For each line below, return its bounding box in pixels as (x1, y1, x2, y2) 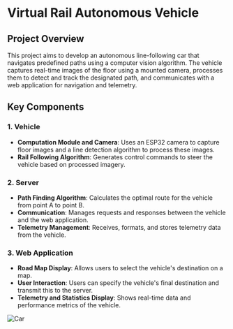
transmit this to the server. (17, 286, 93, 295)
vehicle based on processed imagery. (17, 160, 126, 168)
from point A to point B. (17, 200, 85, 209)
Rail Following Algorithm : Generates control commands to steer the (17, 152, 213, 161)
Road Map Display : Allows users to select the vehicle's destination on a (17, 264, 223, 272)
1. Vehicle (7, 122, 40, 132)
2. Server (7, 177, 40, 187)
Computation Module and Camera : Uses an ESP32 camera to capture (17, 138, 220, 146)
